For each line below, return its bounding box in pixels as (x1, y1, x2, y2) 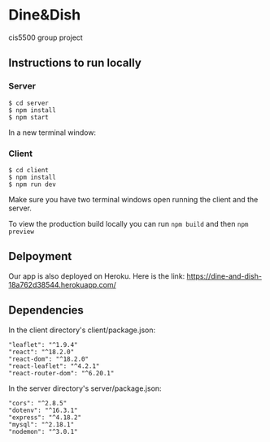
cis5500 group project (8, 32, 83, 42)
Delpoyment (8, 249, 72, 263)
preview (8, 227, 35, 236)
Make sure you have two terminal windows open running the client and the (8, 194, 259, 204)
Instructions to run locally (8, 56, 142, 70)
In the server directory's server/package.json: (8, 383, 162, 393)
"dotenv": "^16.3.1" (8, 406, 79, 414)
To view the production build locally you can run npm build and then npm (8, 219, 249, 228)
